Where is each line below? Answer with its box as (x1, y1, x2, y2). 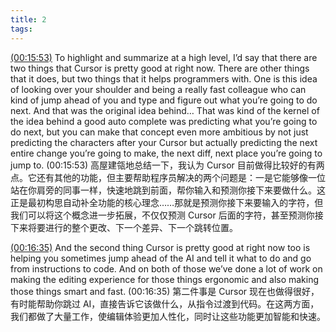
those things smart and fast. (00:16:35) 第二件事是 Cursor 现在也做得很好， (10, 285, 320, 297)
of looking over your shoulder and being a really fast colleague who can (10, 83, 307, 95)
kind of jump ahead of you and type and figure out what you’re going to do (10, 94, 318, 106)
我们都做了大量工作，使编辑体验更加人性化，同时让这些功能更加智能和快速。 (10, 310, 326, 322)
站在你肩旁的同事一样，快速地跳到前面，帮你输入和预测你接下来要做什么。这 (10, 184, 326, 196)
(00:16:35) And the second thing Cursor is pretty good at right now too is (10, 241, 311, 253)
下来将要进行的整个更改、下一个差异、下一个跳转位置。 (10, 221, 238, 233)
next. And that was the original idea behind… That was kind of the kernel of (10, 104, 320, 116)
